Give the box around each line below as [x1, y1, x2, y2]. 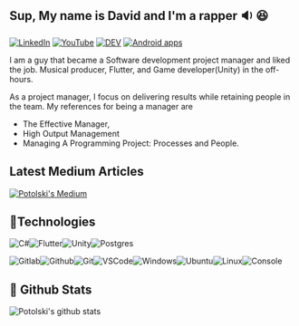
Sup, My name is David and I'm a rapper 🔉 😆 [9, 8, 269, 24]
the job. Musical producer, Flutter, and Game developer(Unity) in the [9, 63, 265, 75]
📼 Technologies [9, 215, 96, 230]
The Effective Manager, [22, 118, 111, 129]
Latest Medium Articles [9, 164, 145, 179]
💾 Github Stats [9, 282, 92, 297]
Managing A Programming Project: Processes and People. [22, 138, 240, 149]
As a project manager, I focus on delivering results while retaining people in [9, 91, 291, 102]
